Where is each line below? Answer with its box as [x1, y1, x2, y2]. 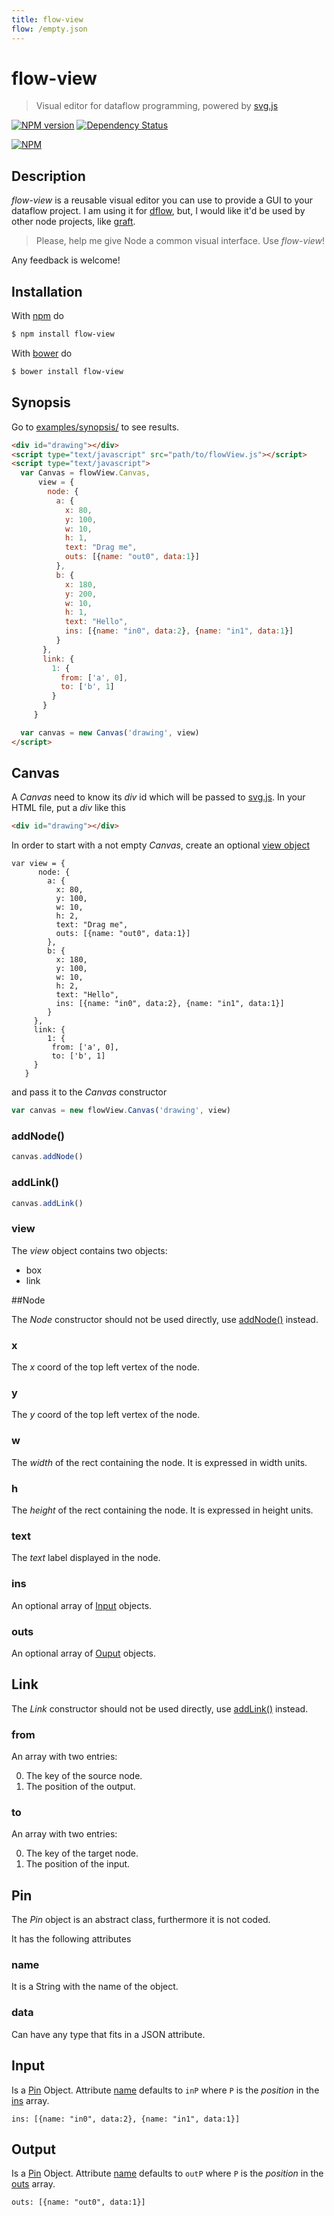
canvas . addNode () [11, 1152, 84, 1162]
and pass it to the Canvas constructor [11, 1086, 168, 1098]
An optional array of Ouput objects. [11, 1647, 157, 1659]
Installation [11, 283, 83, 300]
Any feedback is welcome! [11, 254, 121, 266]
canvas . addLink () [11, 1198, 84, 1208]
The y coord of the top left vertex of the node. [11, 1409, 201, 1421]
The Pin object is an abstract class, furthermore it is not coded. [11, 1914, 271, 1926]
